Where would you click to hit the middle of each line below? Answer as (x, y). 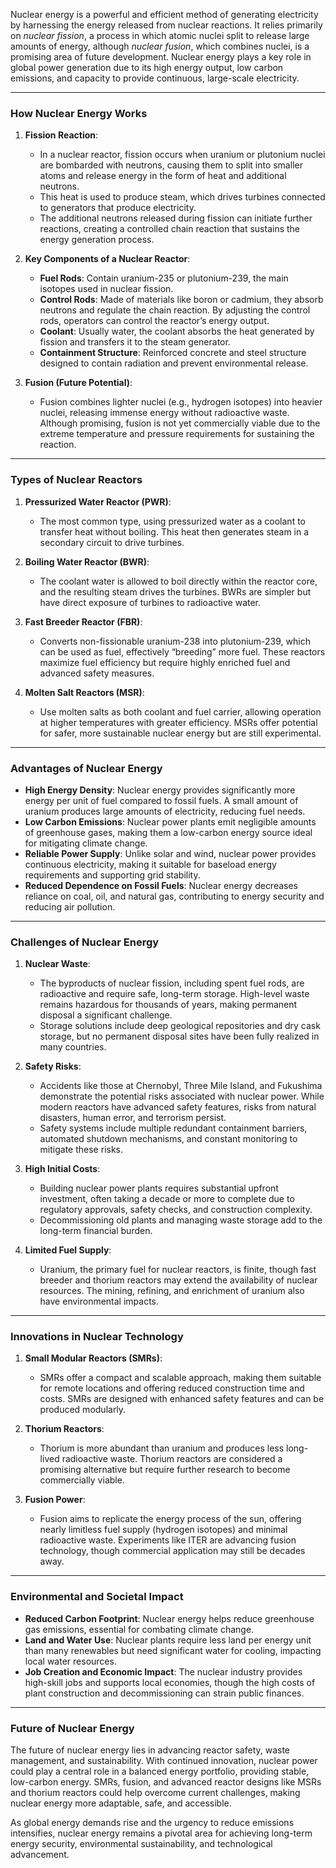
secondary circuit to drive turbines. (112, 542)
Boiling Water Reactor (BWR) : (87, 561)
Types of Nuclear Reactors (76, 480)
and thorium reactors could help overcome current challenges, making (155, 1793)
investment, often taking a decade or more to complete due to (167, 1199)
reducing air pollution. (70, 906)
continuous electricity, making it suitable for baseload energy (150, 864)
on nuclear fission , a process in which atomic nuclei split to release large (160, 35)
